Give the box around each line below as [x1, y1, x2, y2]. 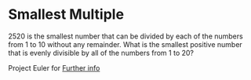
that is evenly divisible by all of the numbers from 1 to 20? [8, 48, 195, 57]
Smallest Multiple [8, 5, 124, 24]
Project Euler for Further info [8, 63, 100, 72]
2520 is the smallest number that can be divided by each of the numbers [8, 31, 243, 41]
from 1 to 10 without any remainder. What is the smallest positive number [8, 39, 243, 49]
